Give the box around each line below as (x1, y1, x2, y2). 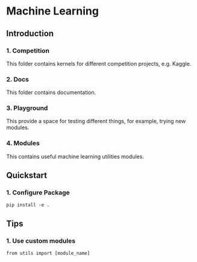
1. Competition (6, 46, 50, 55)
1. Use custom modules (6, 237, 76, 245)
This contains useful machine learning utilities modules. (6, 153, 145, 160)
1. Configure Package (6, 188, 70, 197)
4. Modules (6, 139, 40, 147)
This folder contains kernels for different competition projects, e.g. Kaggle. (6, 60, 192, 67)
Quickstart (6, 170, 48, 181)
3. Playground (6, 104, 48, 112)
